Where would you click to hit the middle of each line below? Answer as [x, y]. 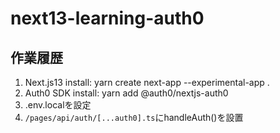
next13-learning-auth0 [107, 18]
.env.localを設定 [58, 105]
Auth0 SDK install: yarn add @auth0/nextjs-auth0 [126, 93]
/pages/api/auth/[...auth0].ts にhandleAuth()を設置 [134, 117]
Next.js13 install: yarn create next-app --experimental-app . [147, 82]
